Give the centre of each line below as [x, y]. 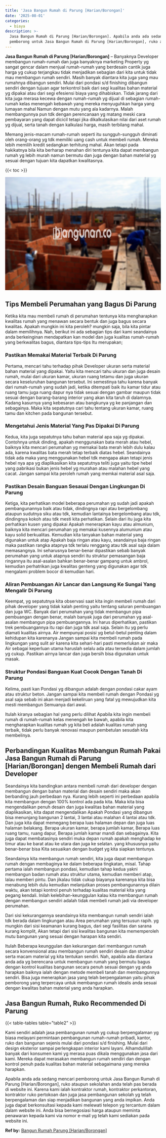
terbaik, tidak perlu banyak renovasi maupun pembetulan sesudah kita [77, 730]
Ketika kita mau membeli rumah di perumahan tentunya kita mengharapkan [81, 316]
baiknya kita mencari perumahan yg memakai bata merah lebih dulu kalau [80, 447]
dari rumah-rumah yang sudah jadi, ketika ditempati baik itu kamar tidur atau [83, 387]
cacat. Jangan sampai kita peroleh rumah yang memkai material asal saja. [80, 473]
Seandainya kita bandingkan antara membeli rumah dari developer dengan [81, 786]
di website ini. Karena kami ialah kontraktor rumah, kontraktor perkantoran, [81, 1090]
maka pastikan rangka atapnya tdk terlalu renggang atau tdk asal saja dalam [83, 545]
